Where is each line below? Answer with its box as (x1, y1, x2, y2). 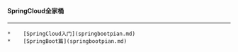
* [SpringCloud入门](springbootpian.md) (7, 30, 136, 38)
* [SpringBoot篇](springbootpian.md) (7, 38, 127, 45)
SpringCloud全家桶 (7, 6, 64, 15)
